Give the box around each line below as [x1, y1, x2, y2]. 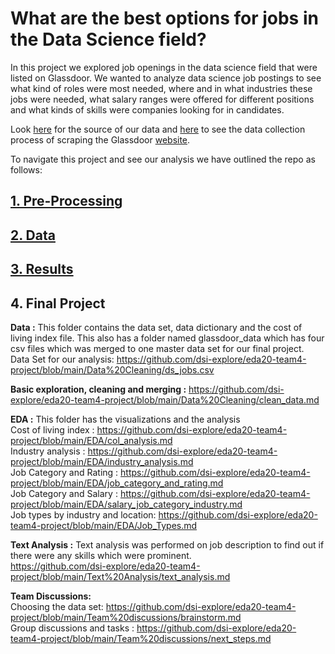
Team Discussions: [10, 590, 92, 602]
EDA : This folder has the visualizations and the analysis [10, 413, 241, 425]
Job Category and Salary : [10, 487, 118, 499]
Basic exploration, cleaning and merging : [10, 383, 187, 395]
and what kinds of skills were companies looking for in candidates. [10, 103, 285, 116]
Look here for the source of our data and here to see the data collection [10, 123, 306, 135]
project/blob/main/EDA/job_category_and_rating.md [10, 477, 224, 489]
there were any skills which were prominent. [10, 549, 192, 561]
